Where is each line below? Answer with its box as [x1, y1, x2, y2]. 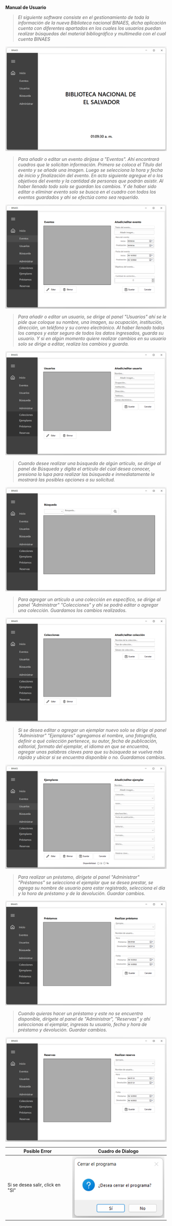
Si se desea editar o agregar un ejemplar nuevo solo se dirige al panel [17, 727, 166, 733]
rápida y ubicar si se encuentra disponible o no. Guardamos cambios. [17, 754, 166, 760]
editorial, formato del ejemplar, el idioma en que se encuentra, [17, 743, 150, 750]
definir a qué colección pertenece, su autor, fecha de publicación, [17, 738, 158, 744]
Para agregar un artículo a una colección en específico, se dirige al [17, 596, 161, 602]
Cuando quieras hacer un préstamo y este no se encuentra [17, 1010, 143, 1016]
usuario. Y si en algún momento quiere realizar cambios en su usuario [17, 335, 166, 341]
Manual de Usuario [5, 5, 47, 10]
